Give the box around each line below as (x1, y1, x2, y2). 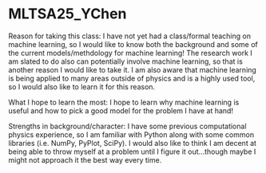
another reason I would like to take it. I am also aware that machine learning (8, 65, 257, 74)
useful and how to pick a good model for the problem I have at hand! (8, 105, 234, 116)
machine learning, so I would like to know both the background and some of (8, 39, 258, 49)
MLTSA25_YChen (8, 5, 127, 23)
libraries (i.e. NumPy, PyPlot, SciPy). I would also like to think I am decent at (8, 138, 257, 147)
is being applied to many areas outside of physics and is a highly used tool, (8, 73, 256, 83)
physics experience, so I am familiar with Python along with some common (8, 129, 254, 140)
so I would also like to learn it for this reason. (8, 81, 156, 92)
